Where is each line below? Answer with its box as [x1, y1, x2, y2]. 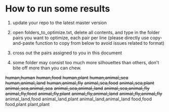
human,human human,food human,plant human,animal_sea [5, 74, 129, 80]
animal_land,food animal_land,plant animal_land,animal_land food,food [5, 96, 152, 102]
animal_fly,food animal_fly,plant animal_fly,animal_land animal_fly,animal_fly [5, 90, 162, 96]
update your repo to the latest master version [12, 20, 107, 26]
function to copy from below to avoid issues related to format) [35, 40, 164, 46]
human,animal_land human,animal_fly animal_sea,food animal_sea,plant [5, 80, 154, 86]
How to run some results [5, 3, 110, 15]
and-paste [12, 40, 34, 46]
